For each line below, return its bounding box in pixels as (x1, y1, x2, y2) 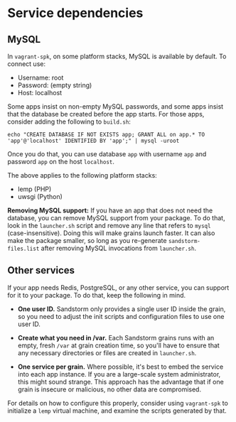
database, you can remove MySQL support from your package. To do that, (7, 214, 225, 222)
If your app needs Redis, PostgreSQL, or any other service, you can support (7, 283, 230, 292)
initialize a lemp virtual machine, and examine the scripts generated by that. (7, 406, 227, 415)
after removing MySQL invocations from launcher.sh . (41, 244, 197, 252)
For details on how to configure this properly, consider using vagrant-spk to (7, 399, 229, 407)
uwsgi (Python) (17, 193, 63, 200)
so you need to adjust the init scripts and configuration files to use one (17, 312, 225, 320)
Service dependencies (7, 5, 144, 21)
